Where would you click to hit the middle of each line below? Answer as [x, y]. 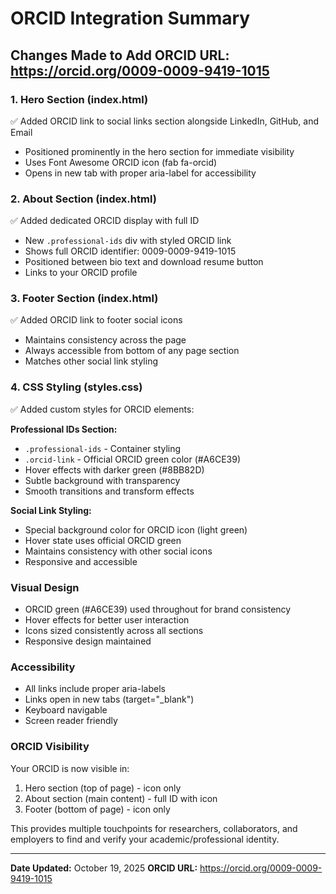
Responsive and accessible [81, 561]
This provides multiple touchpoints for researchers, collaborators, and [154, 828]
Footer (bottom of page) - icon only [97, 809]
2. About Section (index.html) [83, 199]
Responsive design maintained [88, 641]
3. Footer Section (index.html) [84, 299]
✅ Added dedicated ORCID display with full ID [105, 221]
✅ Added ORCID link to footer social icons [96, 320]
